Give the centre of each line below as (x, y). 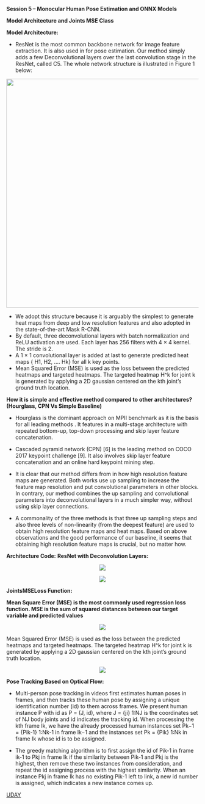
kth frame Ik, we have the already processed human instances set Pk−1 (104, 726)
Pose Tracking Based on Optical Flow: (55, 681)
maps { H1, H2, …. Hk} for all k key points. (67, 362)
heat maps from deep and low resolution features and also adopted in (103, 323)
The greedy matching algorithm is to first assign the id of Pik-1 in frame (104, 751)
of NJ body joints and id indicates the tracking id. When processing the (104, 719)
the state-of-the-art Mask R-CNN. (58, 329)
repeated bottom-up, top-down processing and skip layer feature (97, 431)
